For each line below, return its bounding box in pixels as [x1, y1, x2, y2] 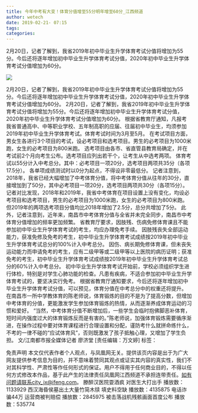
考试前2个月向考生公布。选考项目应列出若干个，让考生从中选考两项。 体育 [6, 152, 187, 159]
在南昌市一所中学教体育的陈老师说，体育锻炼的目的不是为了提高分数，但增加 [6, 293, 192, 300]
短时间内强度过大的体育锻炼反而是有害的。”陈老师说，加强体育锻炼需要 [6, 314, 177, 322]
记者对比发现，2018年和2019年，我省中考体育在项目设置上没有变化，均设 [6, 189, 184, 196]
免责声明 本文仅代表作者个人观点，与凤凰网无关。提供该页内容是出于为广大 [6, 349, 189, 356]
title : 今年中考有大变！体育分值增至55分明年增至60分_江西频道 [6, 8, 143, 15]
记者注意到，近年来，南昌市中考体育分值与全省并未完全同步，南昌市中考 [16, 211, 192, 218]
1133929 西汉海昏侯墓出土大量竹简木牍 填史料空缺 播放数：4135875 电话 [6, 386, 182, 393]
